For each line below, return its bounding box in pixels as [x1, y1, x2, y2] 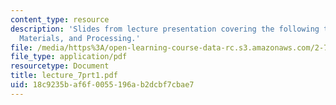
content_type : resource [10, 14, 110, 25]
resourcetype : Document [10, 61, 110, 71]
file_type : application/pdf [10, 52, 128, 62]
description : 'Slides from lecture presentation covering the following [10, 24, 320, 34]
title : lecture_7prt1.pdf [10, 71, 118, 81]
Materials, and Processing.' [19, 33, 141, 43]
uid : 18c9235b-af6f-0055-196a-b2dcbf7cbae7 [10, 80, 195, 90]
